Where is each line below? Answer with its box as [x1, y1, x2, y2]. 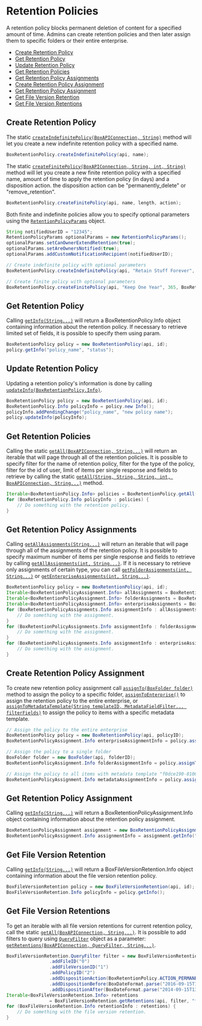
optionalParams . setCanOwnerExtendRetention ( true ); [6, 240, 136, 246]
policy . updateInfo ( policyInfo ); [6, 414, 87, 420]
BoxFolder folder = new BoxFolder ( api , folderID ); [6, 755, 136, 761]
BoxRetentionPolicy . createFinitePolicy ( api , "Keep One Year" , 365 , [6, 284, 179, 290]
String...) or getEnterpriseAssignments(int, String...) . [6, 572, 151, 580]
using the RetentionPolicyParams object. [6, 217, 106, 224]
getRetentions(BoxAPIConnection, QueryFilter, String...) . [6, 941, 156, 948]
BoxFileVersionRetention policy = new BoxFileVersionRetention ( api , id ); [6, 884, 195, 890]
